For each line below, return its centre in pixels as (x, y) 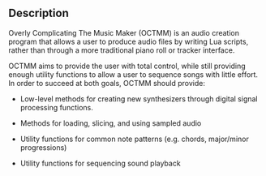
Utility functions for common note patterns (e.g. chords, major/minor (134, 139)
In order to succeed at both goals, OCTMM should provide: (107, 83)
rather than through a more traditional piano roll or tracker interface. (122, 50)
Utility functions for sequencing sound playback (100, 163)
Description (39, 13)
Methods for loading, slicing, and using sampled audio (111, 123)
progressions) (43, 147)
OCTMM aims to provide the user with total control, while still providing (127, 66)
